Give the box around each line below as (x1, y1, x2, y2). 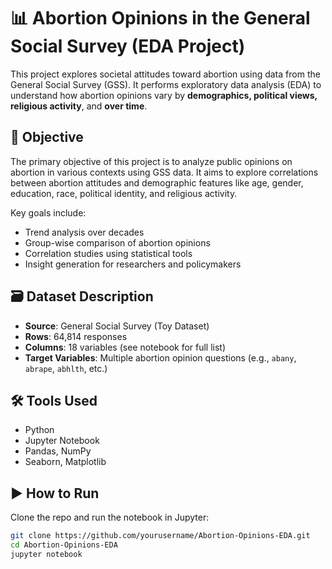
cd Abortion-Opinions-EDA (10, 540, 118, 550)
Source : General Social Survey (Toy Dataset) (24, 320, 210, 332)
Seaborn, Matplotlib (24, 456, 107, 468)
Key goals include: (10, 206, 87, 219)
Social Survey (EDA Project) (10, 35, 246, 58)
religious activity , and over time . (10, 100, 148, 112)
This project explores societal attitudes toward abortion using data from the (10, 68, 321, 80)
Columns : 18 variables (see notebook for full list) (24, 341, 227, 353)
